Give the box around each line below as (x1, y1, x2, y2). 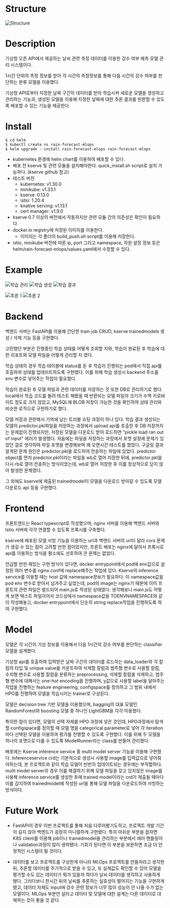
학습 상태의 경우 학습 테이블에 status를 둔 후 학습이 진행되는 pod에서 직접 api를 (5, 363, 162, 369)
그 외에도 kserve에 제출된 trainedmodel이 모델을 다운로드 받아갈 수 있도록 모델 (5, 478, 162, 484)
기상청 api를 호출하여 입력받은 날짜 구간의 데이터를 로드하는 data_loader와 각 (5, 659, 158, 665)
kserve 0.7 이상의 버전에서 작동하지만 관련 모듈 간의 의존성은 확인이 (12, 214, 147, 220)
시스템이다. (10, 62, 33, 68)
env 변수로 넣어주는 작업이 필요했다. (5, 375, 77, 382)
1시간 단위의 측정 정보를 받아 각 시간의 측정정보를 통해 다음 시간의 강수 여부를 (5, 72, 157, 79)
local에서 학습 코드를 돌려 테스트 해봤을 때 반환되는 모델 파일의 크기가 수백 (5, 392, 152, 398)
